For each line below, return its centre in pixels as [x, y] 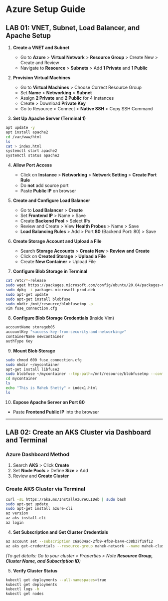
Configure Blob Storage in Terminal [50, 271]
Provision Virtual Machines [42, 78]
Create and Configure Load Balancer [51, 201]
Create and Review [40, 63]
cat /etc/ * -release [26, 281]
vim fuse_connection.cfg [31, 309]
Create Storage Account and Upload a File [57, 241]
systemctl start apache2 [31, 151]
